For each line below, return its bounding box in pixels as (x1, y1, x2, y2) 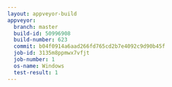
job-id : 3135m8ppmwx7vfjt (13, 50, 90, 57)
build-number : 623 (13, 36, 68, 43)
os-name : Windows (13, 62, 65, 69)
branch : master (13, 23, 59, 30)
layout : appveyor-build (7, 10, 78, 18)
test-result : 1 (13, 69, 59, 76)
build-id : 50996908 (13, 29, 71, 37)
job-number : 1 (13, 56, 55, 63)
